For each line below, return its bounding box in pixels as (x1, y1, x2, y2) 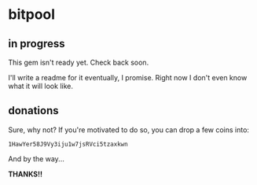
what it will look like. (8, 81, 73, 91)
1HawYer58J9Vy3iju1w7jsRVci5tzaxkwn (8, 140, 128, 148)
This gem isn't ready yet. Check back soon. (8, 57, 149, 67)
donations (8, 104, 59, 117)
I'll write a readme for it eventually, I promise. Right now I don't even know (8, 73, 248, 82)
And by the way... (8, 154, 64, 163)
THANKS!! (8, 169, 43, 179)
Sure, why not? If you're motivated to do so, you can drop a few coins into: (8, 124, 250, 135)
